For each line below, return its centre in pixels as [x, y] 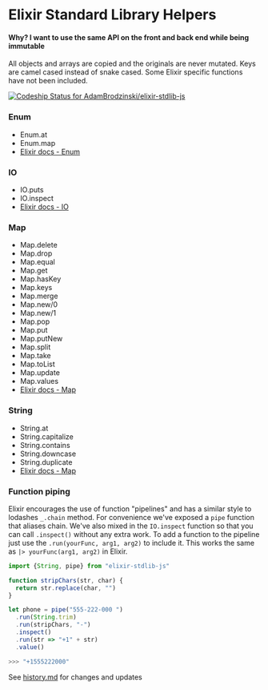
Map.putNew [41, 339]
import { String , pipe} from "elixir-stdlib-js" [89, 566]
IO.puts [32, 189]
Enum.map [38, 143]
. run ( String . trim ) [46, 617]
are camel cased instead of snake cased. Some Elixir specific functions [126, 72]
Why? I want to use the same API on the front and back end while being [129, 37]
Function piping [39, 491]
